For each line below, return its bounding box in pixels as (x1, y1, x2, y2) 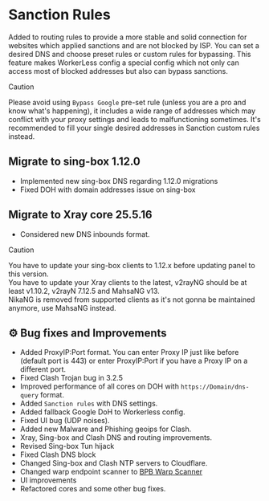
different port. (19, 365, 67, 374)
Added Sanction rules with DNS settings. (19, 399, 158, 409)
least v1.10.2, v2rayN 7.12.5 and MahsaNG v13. (8, 286, 161, 295)
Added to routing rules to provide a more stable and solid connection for (8, 32, 247, 42)
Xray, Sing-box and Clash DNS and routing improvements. (19, 433, 213, 442)
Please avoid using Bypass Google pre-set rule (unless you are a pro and (8, 97, 247, 107)
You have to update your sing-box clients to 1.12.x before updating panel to (8, 260, 255, 270)
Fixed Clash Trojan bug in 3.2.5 (19, 373, 123, 383)
